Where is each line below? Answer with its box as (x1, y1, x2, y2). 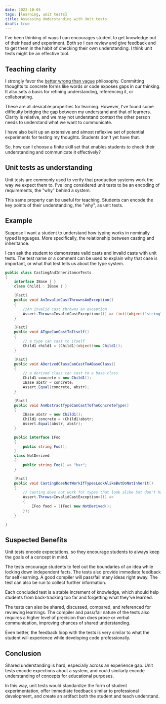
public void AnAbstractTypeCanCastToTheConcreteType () (14, 403, 129, 408)
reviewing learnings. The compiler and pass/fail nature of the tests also (5, 609, 150, 616)
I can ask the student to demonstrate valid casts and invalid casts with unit (5, 250, 157, 256)
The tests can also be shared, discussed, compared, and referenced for (5, 604, 151, 610)
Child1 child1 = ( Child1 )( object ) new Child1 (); (23, 343, 123, 348)
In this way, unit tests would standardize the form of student (5, 683, 127, 689)
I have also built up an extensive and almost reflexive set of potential (5, 129, 145, 135)
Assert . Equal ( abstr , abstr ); (23, 422, 83, 426)
